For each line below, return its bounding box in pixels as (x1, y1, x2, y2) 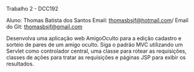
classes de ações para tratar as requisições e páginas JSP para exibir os (6, 54, 186, 61)
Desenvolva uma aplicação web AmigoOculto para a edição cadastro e (6, 35, 182, 41)
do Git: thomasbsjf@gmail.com (6, 23, 83, 30)
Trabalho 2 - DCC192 (6, 5, 59, 12)
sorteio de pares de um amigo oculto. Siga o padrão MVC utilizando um (6, 41, 183, 48)
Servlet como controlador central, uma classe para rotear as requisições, (6, 47, 187, 55)
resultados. (6, 60, 34, 67)
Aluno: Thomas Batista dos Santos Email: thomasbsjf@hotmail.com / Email (6, 17, 189, 23)
